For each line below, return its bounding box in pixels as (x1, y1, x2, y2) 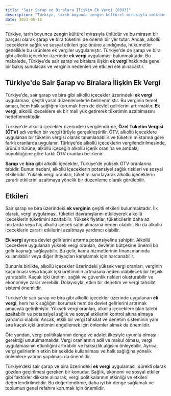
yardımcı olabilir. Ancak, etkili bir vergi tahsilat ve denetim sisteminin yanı (5, 316, 159, 322)
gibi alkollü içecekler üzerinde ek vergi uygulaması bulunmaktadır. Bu (5, 53, 151, 59)
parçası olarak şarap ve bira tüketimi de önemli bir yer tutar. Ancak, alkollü (5, 36, 161, 42)
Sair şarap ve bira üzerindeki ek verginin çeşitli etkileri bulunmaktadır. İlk (5, 205, 158, 211)
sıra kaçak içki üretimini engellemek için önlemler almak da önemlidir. (5, 322, 151, 328)
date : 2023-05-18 (5, 17, 42, 22)
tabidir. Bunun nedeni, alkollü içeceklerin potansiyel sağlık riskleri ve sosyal (5, 166, 163, 172)
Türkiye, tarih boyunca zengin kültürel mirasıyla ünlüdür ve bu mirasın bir (5, 31, 159, 37)
